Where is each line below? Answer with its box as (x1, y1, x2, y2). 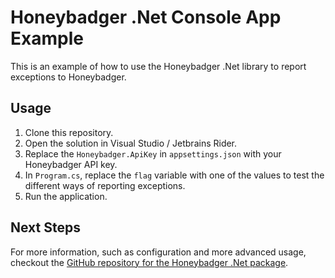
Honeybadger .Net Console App (10, 6, 282, 29)
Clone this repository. (24, 126, 114, 138)
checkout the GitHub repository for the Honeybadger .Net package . (10, 256, 289, 268)
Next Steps (10, 219, 81, 236)
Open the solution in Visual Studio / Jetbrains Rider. (24, 137, 238, 149)
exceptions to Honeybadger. (10, 71, 127, 83)
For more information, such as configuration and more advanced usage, (10, 246, 307, 258)
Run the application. (24, 190, 108, 202)
